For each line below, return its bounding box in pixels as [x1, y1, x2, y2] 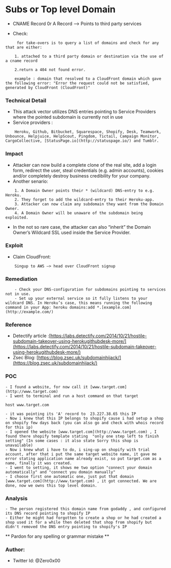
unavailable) [5, 443, 33, 448]
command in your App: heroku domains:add [5, 305, 95, 310]
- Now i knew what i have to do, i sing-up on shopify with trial [5, 447, 150, 452]
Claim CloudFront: [12, 253, 51, 259]
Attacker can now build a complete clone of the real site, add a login [12, 162, 157, 168]
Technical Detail [5, 97, 47, 104]
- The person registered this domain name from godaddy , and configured [5, 507, 166, 512]
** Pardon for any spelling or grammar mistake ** [5, 533, 110, 539]
